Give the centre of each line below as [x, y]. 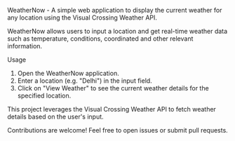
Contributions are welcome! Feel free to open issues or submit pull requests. [117, 130]
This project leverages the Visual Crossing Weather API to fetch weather [112, 109]
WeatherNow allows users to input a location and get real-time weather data [117, 31]
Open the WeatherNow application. [68, 73]
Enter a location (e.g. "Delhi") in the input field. [85, 81]
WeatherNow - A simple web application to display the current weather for [115, 10]
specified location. [44, 95]
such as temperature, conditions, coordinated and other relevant [100, 39]
